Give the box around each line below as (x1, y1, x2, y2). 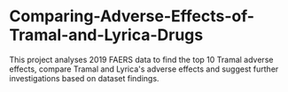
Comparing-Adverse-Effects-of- (9, 6, 255, 27)
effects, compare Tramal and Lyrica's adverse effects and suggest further (9, 64, 279, 74)
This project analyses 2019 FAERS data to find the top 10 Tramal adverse (9, 54, 274, 65)
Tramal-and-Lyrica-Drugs (9, 25, 204, 45)
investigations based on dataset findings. (9, 73, 160, 83)
